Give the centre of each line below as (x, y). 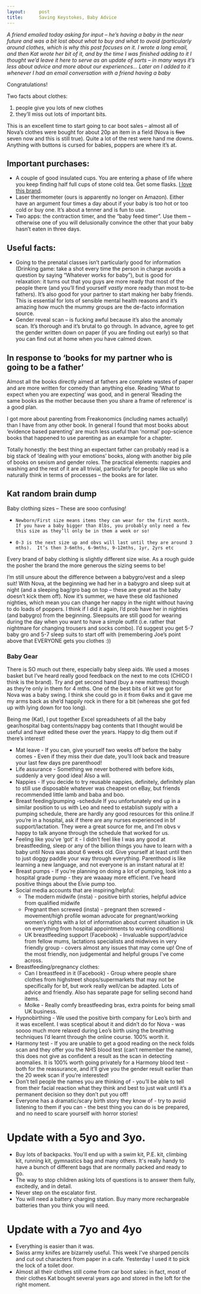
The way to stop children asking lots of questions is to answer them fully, (105, 1179)
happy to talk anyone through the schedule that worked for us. (92, 833)
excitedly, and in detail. (44, 1186)
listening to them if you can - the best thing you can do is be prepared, (102, 1107)
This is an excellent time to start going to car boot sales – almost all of (93, 125)
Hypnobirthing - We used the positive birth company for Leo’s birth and (103, 1018)
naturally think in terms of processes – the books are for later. (83, 475)
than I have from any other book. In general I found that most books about (98, 425)
